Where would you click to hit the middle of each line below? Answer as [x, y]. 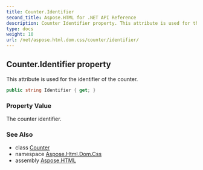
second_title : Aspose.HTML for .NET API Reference [71, 18]
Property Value [29, 105]
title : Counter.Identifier [40, 12]
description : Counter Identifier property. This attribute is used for [98, 23]
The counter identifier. [34, 119]
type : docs [20, 29]
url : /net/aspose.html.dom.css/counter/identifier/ [72, 40]
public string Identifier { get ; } [51, 90]
